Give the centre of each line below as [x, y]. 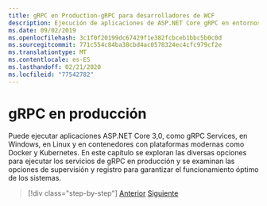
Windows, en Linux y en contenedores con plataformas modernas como [126, 144]
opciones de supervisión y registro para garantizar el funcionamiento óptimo [133, 169]
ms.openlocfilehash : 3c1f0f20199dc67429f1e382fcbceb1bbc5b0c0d [115, 38]
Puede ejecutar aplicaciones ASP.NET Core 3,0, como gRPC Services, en [128, 135]
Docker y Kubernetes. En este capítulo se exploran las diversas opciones [128, 152]
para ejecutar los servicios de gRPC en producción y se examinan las [122, 161]
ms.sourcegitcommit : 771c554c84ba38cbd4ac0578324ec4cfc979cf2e [115, 45]
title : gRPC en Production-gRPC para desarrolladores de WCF [112, 15]
